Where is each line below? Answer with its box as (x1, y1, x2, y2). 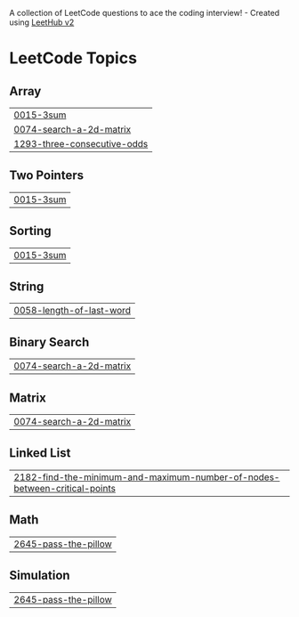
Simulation (9, 568, 70, 583)
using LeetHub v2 (9, 17, 75, 28)
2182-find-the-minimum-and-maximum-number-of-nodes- (13, 471, 280, 483)
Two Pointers (9, 168, 85, 183)
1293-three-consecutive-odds (13, 138, 149, 150)
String (9, 280, 44, 295)
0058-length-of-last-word (13, 304, 132, 317)
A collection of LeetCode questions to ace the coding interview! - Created (9, 8, 280, 18)
